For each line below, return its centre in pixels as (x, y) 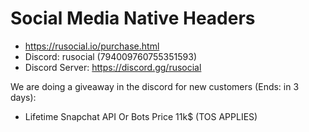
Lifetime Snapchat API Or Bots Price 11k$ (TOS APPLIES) (141, 116)
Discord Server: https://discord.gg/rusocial (113, 67)
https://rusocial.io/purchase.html (92, 46)
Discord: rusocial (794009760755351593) (110, 56)
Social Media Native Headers (133, 18)
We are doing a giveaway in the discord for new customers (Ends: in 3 (155, 86)
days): (23, 97)
